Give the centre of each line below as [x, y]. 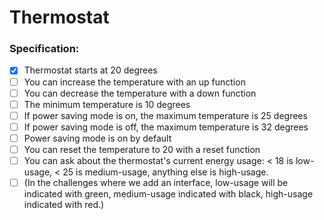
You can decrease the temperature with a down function [140, 93]
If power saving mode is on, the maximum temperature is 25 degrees [165, 115]
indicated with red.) [64, 205]
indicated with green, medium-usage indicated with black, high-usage [168, 194]
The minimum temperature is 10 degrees [107, 104]
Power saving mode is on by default [97, 138]
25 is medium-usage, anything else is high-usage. [165, 172]
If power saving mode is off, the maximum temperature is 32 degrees [166, 127]
